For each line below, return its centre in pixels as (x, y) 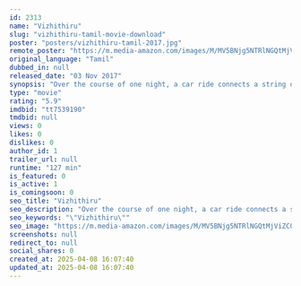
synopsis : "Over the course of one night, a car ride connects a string (148, 84)
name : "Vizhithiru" (46, 26)
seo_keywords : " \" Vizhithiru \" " (69, 217)
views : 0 (26, 126)
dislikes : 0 (31, 143)
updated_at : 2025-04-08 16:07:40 (72, 268)
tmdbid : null (34, 117)
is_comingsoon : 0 (42, 193)
